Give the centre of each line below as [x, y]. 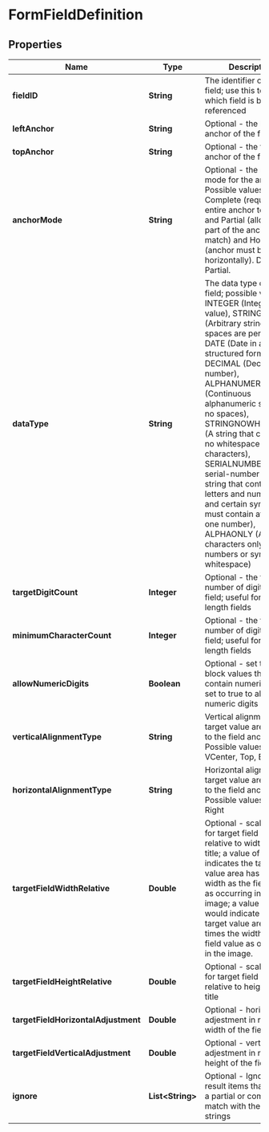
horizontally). [229, 260]
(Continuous [228, 393]
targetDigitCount [45, 592]
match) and [226, 240]
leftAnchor [33, 128]
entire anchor [230, 210]
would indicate [232, 913]
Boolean [165, 684]
